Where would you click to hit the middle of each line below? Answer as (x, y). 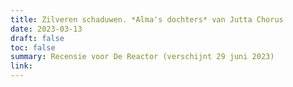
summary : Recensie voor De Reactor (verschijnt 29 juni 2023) (142, 57)
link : (21, 66)
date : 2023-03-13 (46, 29)
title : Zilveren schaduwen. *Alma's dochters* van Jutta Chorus (147, 19)
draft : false (37, 38)
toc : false (33, 47)
